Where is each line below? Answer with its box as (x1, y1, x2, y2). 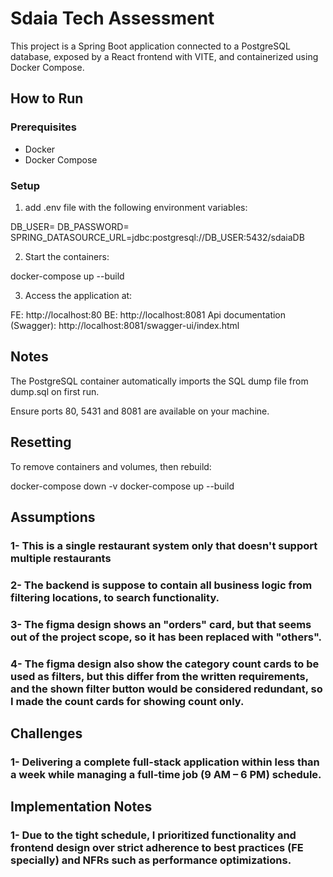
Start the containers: (24, 250, 110, 262)
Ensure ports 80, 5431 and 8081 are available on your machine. (10, 405, 270, 417)
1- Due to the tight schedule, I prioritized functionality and (10, 828, 297, 842)
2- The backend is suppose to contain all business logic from (10, 578, 313, 592)
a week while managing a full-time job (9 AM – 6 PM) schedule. (10, 767, 322, 781)
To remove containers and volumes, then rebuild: (10, 460, 212, 472)
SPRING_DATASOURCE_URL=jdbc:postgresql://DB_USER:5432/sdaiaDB (10, 231, 305, 243)
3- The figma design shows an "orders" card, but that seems (10, 617, 312, 631)
